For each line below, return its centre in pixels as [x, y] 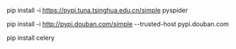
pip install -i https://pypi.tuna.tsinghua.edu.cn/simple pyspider [97, 10]
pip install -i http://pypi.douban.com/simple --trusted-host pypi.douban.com [118, 24]
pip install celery [30, 38]
